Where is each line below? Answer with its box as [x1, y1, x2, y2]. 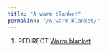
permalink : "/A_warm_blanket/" [7, 17, 101, 24]
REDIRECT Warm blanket [17, 36, 91, 45]
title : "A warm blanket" [7, 10, 81, 18]
